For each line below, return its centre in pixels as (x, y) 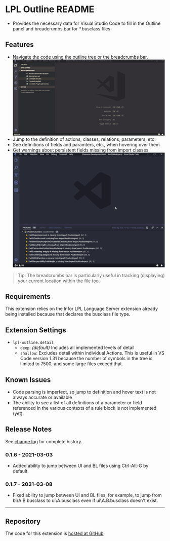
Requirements (28, 297)
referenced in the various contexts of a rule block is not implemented (84, 408)
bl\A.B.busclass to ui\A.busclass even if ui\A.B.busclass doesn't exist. (85, 500)
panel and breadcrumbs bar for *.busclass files (61, 28)
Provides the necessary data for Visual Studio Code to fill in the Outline (87, 23)
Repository (23, 521)
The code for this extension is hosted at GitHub (54, 533)
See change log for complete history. (44, 441)
